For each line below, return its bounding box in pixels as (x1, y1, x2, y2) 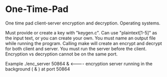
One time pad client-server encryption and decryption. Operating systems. (5, 20, 160, 26)
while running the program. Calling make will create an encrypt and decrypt (5, 40, 162, 46)
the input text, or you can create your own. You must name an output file (5, 35, 156, 41)
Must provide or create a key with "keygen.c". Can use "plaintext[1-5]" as (5, 29, 157, 35)
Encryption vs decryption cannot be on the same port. (5, 51, 118, 57)
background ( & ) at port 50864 (5, 66, 70, 72)
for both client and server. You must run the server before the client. (5, 45, 147, 51)
